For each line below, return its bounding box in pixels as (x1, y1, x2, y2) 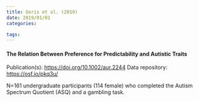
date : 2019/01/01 (6, 15, 51, 21)
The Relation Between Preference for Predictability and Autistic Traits (6, 50, 188, 57)
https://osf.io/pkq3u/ (6, 70, 58, 78)
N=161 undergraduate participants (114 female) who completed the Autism (6, 82, 193, 89)
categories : (6, 20, 37, 26)
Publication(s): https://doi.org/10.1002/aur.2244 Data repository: (6, 64, 168, 71)
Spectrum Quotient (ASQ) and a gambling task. (6, 89, 125, 96)
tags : (6, 31, 20, 37)
